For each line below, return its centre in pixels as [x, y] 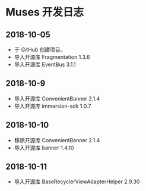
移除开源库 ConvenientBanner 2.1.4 [57, 140]
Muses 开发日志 [45, 12]
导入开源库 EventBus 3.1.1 [45, 64]
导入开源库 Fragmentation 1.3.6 [52, 57]
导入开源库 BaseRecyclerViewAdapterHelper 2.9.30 [77, 181]
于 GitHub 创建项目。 [40, 49]
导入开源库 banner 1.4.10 [44, 148]
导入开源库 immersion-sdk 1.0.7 [53, 106]
